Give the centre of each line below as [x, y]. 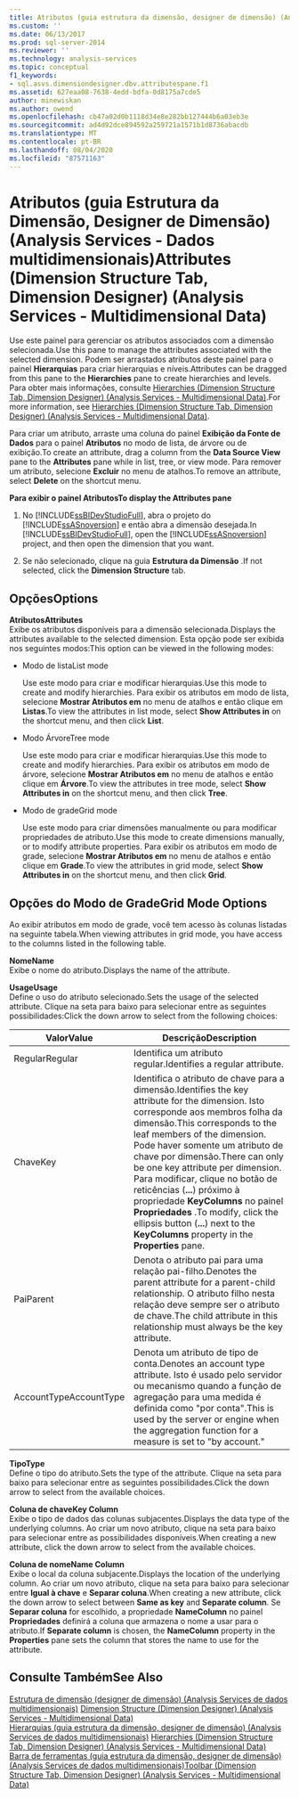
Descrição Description [209, 1038]
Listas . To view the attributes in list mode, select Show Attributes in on [152, 711]
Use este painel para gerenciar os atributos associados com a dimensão [141, 340]
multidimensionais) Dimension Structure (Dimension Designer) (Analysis [141, 1708]
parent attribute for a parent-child [204, 1282]
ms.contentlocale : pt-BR [55, 142]
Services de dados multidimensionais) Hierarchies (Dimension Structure [141, 1737]
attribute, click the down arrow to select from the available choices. [133, 1548]
